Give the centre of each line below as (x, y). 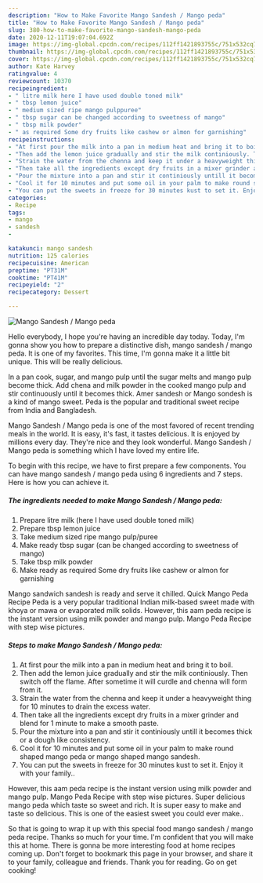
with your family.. (47, 773)
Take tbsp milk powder (56, 561)
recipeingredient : (38, 88)
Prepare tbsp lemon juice (60, 528)
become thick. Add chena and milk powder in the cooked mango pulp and (127, 385)
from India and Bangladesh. (52, 410)
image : (19, 45)
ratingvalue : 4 (33, 74)
